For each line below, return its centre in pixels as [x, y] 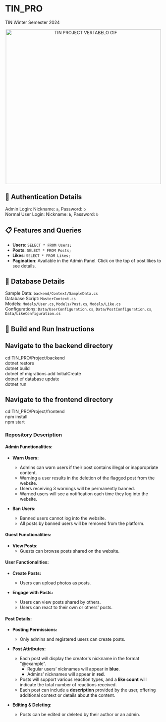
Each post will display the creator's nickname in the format [80, 659]
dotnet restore [20, 363]
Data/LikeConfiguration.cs [33, 314]
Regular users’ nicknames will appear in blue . [74, 669]
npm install [16, 417]
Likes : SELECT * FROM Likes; [41, 255]
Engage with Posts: [33, 592]
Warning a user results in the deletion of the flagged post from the [87, 478]
